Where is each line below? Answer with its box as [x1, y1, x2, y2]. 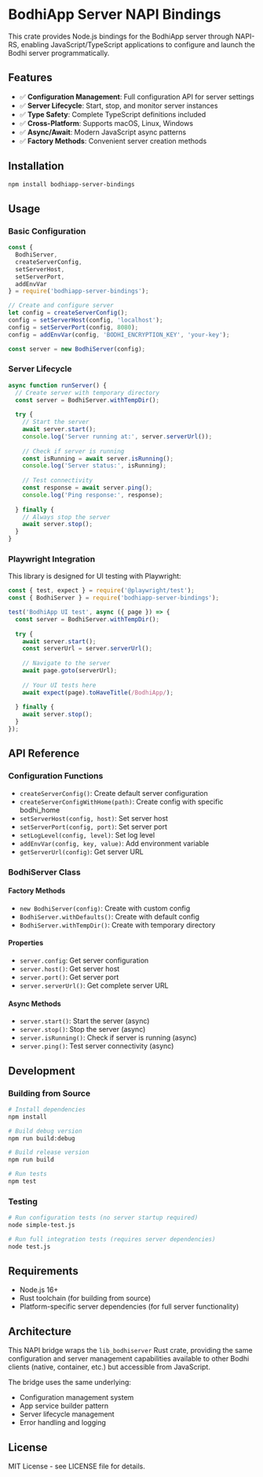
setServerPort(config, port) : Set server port [19, 822, 167, 831]
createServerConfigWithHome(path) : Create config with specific [19, 797, 224, 806]
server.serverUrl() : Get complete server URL [19, 981, 169, 990]
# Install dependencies [8, 1105, 86, 1114]
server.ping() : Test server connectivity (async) [19, 1041, 174, 1051]
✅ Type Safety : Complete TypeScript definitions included [19, 109, 206, 119]
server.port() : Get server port [19, 972, 119, 982]
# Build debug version [8, 1127, 82, 1135]
